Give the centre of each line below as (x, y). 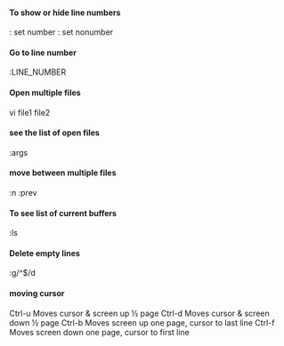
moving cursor (37, 294)
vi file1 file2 (30, 112)
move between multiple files (63, 173)
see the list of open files (54, 133)
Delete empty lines (45, 253)
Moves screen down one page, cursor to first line (99, 332)
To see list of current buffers (63, 213)
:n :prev (23, 193)
